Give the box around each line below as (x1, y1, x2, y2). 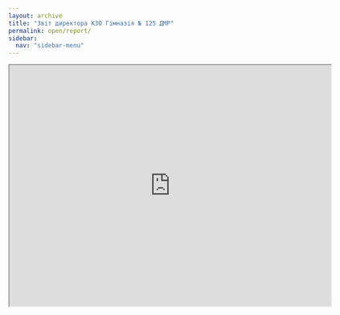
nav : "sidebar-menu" (15, 42, 84, 50)
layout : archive (8, 11, 63, 20)
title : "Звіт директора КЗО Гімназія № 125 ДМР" (8, 19, 174, 27)
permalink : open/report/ (8, 27, 92, 35)
